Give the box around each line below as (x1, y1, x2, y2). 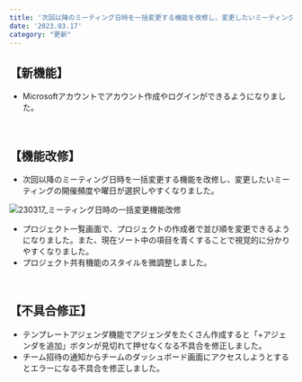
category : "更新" (9, 30, 72, 39)
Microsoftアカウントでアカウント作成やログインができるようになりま (22, 91, 279, 102)
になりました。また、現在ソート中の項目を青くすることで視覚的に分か (22, 235, 283, 245)
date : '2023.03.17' (9, 22, 83, 31)
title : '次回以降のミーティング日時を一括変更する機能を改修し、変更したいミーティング (9, 13, 295, 22)
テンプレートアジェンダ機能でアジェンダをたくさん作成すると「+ (22, 329, 263, 340)
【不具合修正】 (9, 303, 93, 319)
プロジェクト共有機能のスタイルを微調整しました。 (22, 257, 212, 268)
